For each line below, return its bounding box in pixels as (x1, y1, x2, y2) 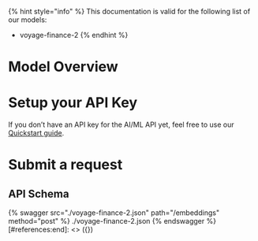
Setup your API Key (8, 94, 138, 112)
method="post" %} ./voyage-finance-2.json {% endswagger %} (8, 217, 217, 226)
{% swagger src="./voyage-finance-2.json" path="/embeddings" (8, 208, 219, 217)
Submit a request (8, 156, 123, 174)
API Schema (8, 187, 69, 200)
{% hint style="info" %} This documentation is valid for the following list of (8, 7, 251, 16)
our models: (8, 15, 47, 24)
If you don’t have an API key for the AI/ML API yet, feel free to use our (8, 120, 234, 129)
